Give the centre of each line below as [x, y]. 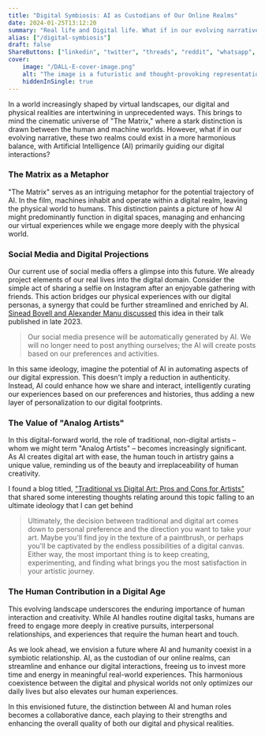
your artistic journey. [61, 571]
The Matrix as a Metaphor [58, 174]
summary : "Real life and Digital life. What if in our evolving [116, 30]
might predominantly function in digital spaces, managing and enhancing [127, 217]
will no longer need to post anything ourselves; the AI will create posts [142, 346]
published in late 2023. [45, 322]
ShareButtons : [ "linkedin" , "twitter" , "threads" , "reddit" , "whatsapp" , [132, 52]
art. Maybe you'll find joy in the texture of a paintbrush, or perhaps [136, 538]
